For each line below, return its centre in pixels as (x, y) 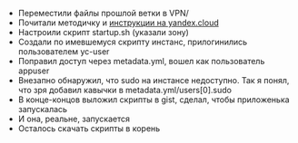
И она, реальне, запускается (74, 119)
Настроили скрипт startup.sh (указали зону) (103, 32)
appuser (34, 71)
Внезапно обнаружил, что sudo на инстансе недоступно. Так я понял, (154, 80)
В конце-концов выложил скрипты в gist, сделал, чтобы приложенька (154, 100)
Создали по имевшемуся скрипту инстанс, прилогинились (133, 42)
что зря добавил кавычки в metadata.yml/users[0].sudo (124, 90)
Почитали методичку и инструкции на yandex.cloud (119, 23)
